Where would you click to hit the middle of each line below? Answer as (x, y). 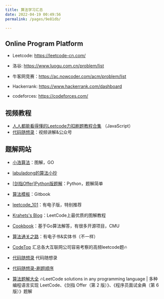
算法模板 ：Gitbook (31, 194)
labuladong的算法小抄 (35, 173)
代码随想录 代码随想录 (35, 258)
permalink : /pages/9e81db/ (33, 19)
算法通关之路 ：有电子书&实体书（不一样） (55, 236)
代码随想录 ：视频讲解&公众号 (42, 132)
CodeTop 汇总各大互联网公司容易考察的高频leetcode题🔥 (70, 247)
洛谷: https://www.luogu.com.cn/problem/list (58, 66)
